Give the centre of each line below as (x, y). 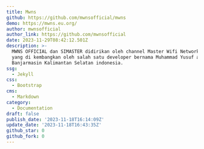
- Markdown (25, 97)
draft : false (23, 114)
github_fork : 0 (25, 137)
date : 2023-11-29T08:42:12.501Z (47, 40)
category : (19, 102)
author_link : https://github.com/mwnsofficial (66, 35)
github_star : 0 (25, 131)
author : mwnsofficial (34, 29)
